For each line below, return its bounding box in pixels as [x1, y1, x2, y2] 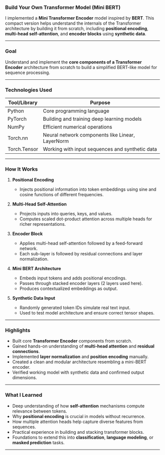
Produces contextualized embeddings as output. [19, 285, 118, 292]
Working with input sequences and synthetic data [43, 145, 157, 152]
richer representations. [19, 221, 66, 227]
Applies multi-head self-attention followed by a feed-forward [19, 241, 143, 246]
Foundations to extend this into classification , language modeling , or [12, 434, 154, 440]
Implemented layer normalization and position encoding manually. [12, 354, 149, 360]
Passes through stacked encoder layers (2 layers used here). [19, 280, 143, 286]
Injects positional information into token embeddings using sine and [19, 186, 157, 192]
